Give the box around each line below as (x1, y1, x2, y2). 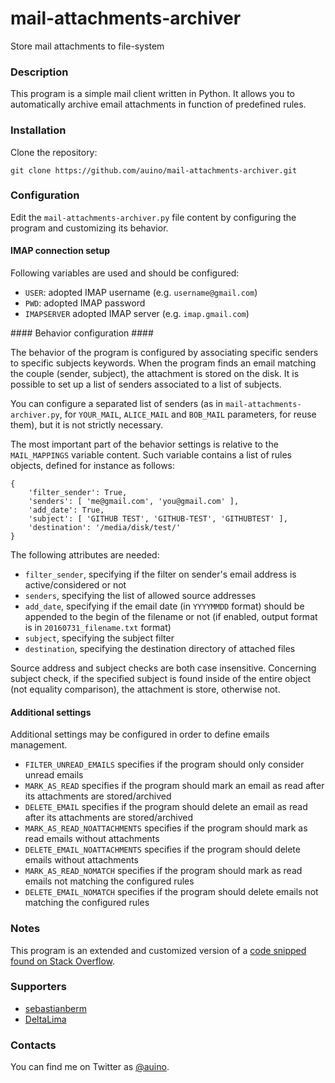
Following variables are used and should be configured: (10, 267, 240, 279)
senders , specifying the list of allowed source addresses (24, 590, 257, 602)
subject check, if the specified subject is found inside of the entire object (10, 673, 312, 685)
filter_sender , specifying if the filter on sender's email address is (24, 568, 297, 581)
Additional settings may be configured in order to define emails (10, 728, 270, 741)
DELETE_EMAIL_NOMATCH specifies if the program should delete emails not (24, 886, 319, 898)
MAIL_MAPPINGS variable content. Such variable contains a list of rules (10, 449, 293, 461)
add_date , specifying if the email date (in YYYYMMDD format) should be (24, 600, 305, 612)
